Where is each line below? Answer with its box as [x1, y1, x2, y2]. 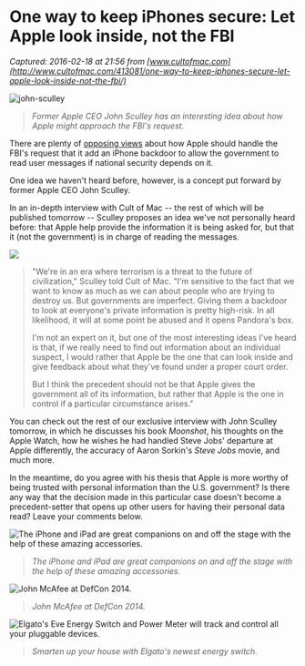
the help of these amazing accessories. [31, 565, 181, 576]
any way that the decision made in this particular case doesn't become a [9, 491, 282, 502]
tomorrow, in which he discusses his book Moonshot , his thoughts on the [9, 425, 284, 436]
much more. [9, 454, 55, 466]
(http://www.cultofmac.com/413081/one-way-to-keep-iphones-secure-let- [9, 66, 291, 77]
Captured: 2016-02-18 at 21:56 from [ [9, 56, 150, 67]
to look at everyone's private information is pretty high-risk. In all [31, 304, 275, 315]
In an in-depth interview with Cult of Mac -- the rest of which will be [9, 202, 264, 213]
